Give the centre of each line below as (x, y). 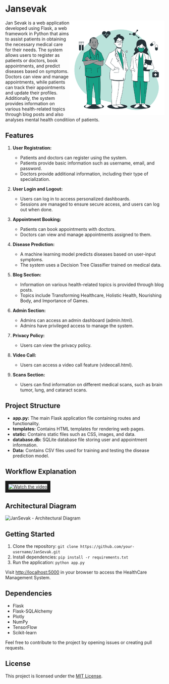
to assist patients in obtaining (36, 39)
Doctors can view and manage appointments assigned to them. (86, 234)
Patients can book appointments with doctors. (68, 229)
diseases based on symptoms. (37, 71)
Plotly (18, 616)
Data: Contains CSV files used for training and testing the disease (81, 450)
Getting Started (30, 534)
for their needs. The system (34, 50)
